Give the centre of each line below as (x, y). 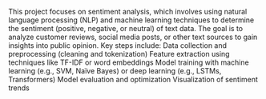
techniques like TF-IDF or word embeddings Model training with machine (129, 62)
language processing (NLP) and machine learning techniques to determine (131, 20)
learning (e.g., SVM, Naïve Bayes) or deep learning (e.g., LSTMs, (115, 71)
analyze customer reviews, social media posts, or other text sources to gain (133, 37)
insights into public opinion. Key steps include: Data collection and (117, 46)
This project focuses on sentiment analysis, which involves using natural (128, 12)
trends (19, 88)
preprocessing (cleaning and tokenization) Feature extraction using (119, 54)
